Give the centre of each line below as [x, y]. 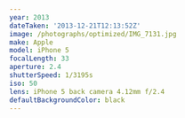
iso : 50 [24, 83]
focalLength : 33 [39, 59]
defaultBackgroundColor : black [67, 100]
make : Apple [31, 42]
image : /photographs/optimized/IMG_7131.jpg [93, 34]
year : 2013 [29, 17]
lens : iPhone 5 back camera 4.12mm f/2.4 [87, 91]
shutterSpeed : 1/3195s [51, 75]
